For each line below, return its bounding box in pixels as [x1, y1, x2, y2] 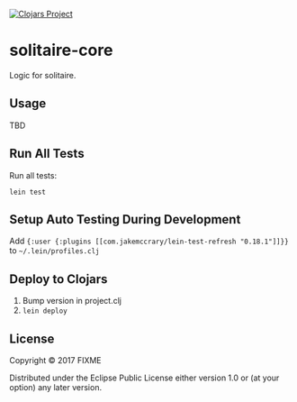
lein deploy [22, 306, 67, 315]
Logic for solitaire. [9, 69, 76, 80]
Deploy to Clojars [9, 271, 108, 287]
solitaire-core [9, 41, 113, 60]
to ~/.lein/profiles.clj [9, 245, 100, 256]
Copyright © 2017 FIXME [9, 355, 102, 365]
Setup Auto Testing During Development [9, 212, 241, 227]
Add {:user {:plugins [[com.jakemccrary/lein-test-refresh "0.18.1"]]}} [9, 235, 290, 247]
